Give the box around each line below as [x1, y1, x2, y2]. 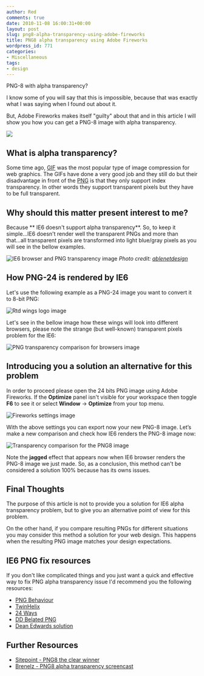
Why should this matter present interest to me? [6, 208, 188, 218]
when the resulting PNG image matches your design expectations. [6, 538, 172, 545]
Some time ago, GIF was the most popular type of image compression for [6, 164, 190, 171]
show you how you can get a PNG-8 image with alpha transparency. [6, 119, 177, 126]
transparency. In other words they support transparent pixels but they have [6, 183, 194, 191]
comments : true [6, 15, 45, 21]
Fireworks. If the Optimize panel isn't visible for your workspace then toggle [6, 393, 197, 401]
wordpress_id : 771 [6, 43, 53, 49]
